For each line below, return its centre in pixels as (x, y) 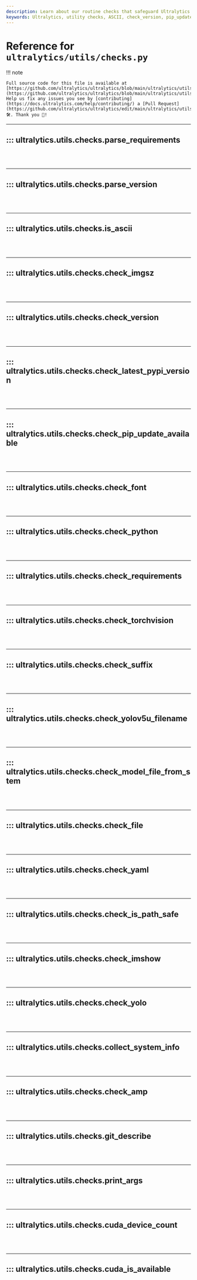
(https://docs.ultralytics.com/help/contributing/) (70, 104)
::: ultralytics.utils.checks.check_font (76, 487)
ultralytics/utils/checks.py (77, 57)
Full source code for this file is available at (67, 83)
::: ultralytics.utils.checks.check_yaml (78, 870)
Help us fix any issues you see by (50, 99)
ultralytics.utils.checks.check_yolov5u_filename (97, 718)
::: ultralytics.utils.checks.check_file (75, 825)
